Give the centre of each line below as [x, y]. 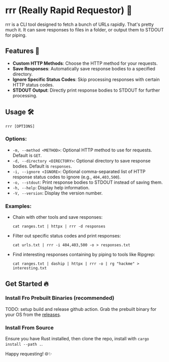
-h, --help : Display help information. [51, 187]
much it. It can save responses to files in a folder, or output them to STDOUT [84, 29]
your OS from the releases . [33, 314]
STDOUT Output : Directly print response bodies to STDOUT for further [86, 90]
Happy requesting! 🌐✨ [29, 354]
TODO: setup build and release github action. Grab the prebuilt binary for [81, 309]
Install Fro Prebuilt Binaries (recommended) [60, 298]
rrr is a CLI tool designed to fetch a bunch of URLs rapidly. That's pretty [79, 24]
